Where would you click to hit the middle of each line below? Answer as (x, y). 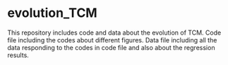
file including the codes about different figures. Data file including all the (112, 40)
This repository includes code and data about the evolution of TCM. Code (114, 32)
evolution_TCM (52, 13)
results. (18, 55)
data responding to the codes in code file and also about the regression (111, 47)
